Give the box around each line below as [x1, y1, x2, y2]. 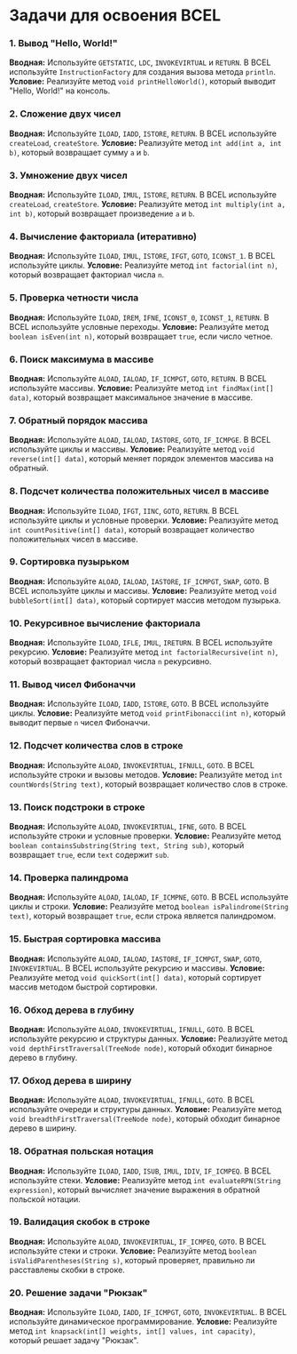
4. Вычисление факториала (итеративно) [9, 230, 198, 243]
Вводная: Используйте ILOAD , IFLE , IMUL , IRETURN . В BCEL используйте [9, 637, 273, 648]
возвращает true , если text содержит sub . [9, 850, 170, 861]
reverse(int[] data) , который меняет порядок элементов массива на [9, 453, 274, 464]
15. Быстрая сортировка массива [9, 933, 161, 945]
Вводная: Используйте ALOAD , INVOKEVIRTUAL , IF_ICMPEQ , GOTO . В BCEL [9, 1236, 267, 1246]
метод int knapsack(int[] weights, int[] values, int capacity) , [9, 1326, 255, 1336]
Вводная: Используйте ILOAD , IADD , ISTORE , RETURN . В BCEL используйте [9, 128, 277, 139]
